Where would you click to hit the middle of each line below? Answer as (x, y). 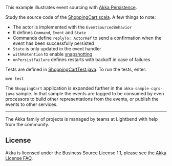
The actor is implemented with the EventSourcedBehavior (72, 27)
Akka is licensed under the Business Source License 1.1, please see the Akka (86, 153)
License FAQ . (19, 158)
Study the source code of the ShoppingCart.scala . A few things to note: (81, 17)
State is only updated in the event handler (57, 49)
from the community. (27, 124)
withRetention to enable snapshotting (52, 54)
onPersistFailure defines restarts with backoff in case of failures (81, 60)
